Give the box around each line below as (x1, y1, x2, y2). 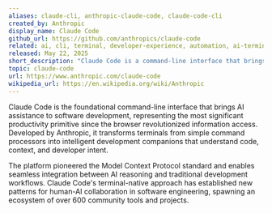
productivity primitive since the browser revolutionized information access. (8, 119, 258, 129)
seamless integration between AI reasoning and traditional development (8, 169, 249, 179)
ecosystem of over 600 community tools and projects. (8, 195, 189, 205)
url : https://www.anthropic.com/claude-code (8, 72, 161, 80)
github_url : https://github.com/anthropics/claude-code (8, 34, 201, 43)
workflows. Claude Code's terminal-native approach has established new (8, 177, 253, 187)
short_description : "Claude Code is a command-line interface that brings (8, 58, 266, 66)
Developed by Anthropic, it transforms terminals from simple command (8, 127, 245, 138)
